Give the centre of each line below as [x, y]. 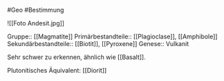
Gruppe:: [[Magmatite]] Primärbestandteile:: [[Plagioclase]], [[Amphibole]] [112, 36]
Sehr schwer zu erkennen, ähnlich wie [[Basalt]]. [77, 57]
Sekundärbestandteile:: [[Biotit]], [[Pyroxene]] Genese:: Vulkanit [98, 44]
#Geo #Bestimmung [36, 10]
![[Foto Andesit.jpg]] [36, 23]
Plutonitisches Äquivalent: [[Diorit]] [57, 70]
